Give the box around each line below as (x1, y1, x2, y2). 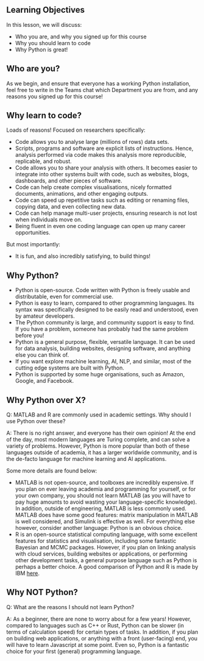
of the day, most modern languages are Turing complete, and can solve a (6, 436, 190, 443)
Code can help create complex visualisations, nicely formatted (15, 184, 172, 191)
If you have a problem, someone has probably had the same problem (15, 326, 189, 333)
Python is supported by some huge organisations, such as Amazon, (15, 371, 185, 378)
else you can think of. (15, 351, 69, 359)
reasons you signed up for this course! (6, 93, 104, 100)
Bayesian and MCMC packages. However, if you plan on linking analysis (15, 544, 196, 551)
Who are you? (6, 63, 60, 74)
